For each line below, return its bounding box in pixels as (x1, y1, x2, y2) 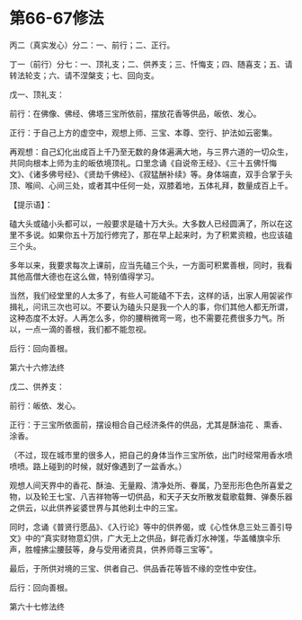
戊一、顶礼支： (9, 89, 65, 100)
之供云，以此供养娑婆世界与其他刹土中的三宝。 (9, 502, 182, 513)
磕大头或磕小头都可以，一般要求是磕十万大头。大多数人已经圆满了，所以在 (9, 217, 285, 229)
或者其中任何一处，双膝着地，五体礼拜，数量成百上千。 (87, 180, 293, 190)
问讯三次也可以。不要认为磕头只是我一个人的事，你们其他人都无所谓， (32, 301, 293, 312)
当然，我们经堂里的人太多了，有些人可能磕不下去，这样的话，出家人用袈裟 (9, 289, 285, 301)
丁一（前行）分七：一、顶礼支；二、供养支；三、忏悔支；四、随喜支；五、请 (9, 58, 293, 69)
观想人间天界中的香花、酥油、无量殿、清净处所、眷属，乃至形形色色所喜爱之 (9, 480, 293, 491)
